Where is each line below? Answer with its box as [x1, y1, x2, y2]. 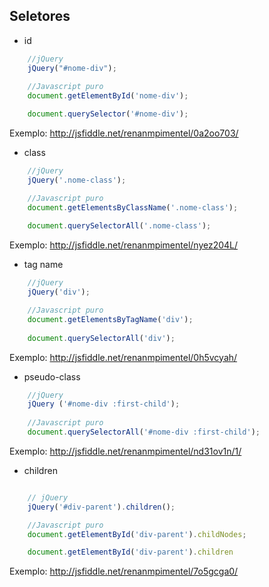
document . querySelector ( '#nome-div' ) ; [27, 109, 189, 119]
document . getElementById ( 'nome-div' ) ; [27, 91, 189, 101]
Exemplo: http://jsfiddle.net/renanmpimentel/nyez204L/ [9, 239, 239, 251]
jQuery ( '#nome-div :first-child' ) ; [27, 399, 181, 409]
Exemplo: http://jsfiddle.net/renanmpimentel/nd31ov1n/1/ [9, 445, 242, 457]
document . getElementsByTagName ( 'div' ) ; [27, 314, 194, 324]
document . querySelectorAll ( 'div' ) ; [27, 333, 176, 343]
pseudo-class [23, 370, 81, 383]
